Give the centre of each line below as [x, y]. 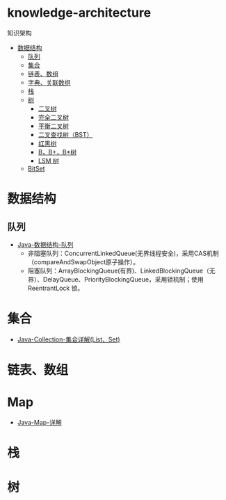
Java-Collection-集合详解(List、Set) [68, 339]
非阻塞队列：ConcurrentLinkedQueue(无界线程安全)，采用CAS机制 [123, 253]
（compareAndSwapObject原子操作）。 [83, 261]
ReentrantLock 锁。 [56, 288]
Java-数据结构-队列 [45, 244]
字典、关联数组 [49, 82]
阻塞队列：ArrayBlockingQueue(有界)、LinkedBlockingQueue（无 [121, 271]
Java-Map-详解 [40, 422]
